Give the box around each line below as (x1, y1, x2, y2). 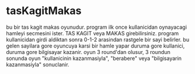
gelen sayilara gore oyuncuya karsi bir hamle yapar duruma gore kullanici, (6, 42, 185, 49)
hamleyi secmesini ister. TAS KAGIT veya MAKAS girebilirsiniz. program (6, 29, 179, 36)
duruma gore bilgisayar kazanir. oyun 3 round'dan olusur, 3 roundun (6, 48, 171, 55)
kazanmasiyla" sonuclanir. (6, 60, 69, 68)
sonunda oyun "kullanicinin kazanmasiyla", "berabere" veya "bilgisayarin (6, 55, 182, 62)
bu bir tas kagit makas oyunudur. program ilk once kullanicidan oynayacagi (6, 23, 187, 31)
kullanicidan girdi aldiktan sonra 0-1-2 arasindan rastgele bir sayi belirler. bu (6, 36, 190, 43)
